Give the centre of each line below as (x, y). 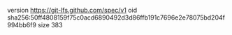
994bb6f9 (22, 25)
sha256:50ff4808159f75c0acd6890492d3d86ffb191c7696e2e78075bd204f (116, 17)
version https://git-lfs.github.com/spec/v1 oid (72, 10)
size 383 (50, 25)
